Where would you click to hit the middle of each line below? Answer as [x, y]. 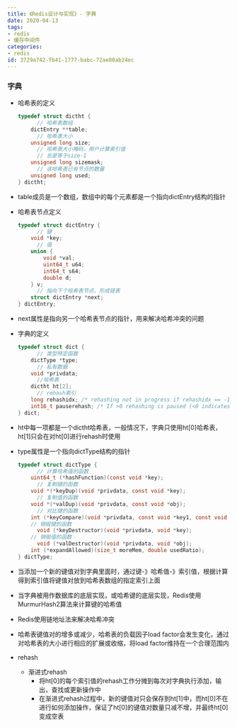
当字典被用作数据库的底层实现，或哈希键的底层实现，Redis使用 [109, 595]
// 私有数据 [52, 367]
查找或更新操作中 [76, 689]
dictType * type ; [54, 360]
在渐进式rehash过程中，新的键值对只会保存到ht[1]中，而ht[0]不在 [133, 698]
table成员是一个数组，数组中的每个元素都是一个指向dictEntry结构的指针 [122, 196]
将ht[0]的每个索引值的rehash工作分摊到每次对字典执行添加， [127, 680]
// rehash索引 [56, 393]
